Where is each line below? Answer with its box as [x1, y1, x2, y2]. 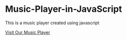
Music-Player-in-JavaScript [5, 3, 122, 15]
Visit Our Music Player [5, 29, 50, 35]
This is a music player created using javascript [5, 20, 100, 26]
